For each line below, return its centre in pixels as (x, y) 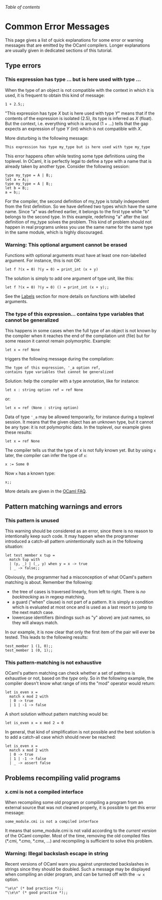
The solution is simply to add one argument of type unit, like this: (69, 278)
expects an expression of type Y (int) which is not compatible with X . (74, 129)
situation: (14, 546)
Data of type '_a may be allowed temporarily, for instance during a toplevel (80, 417)
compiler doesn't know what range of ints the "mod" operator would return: (80, 683)
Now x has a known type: (30, 474)
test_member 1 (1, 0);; (29, 646)
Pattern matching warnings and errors (64, 506)
